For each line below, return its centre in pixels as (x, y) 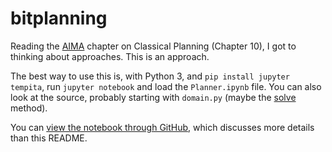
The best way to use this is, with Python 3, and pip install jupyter (150, 76)
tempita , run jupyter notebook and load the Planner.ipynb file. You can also (166, 86)
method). (29, 108)
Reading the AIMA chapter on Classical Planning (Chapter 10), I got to (153, 46)
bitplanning (59, 18)
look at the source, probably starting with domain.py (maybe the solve (153, 97)
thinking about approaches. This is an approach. (110, 56)
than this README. (49, 138)
